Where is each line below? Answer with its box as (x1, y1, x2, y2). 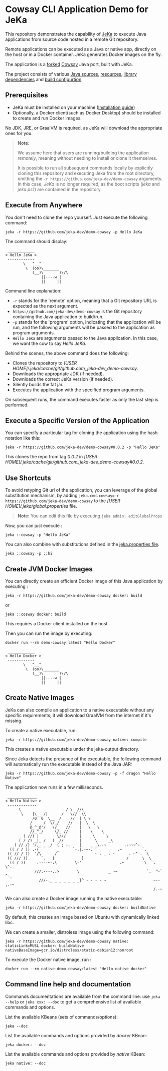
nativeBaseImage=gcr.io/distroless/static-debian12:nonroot (5, 947, 134, 953)
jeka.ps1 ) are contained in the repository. (17, 186, 102, 192)
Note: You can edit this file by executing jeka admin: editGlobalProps (17, 513, 162, 519)
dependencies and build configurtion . (5, 76, 83, 82)
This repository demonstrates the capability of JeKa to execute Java (5, 31, 146, 37)
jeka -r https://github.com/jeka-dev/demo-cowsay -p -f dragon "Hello (5, 770, 156, 776)
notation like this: (5, 435, 41, 441)
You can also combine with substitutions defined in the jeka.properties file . (5, 541, 159, 548)
